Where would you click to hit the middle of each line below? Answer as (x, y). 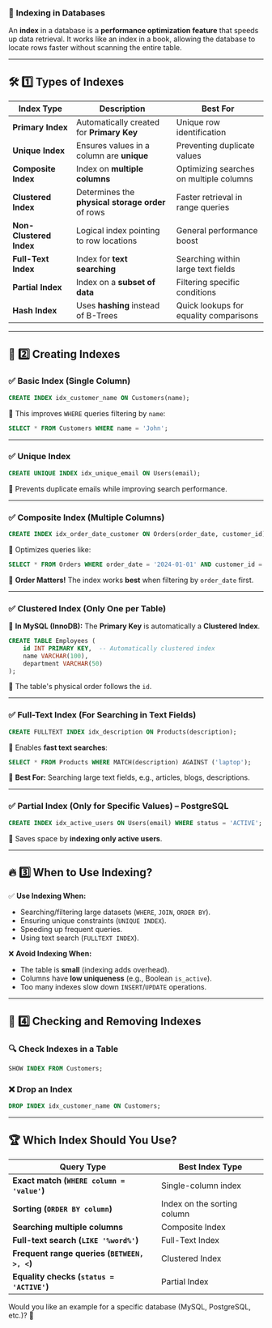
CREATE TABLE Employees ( (52, 641)
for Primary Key (107, 133)
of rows (91, 212)
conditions (196, 292)
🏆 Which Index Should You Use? (93, 1140)
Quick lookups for (210, 305)
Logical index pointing (118, 231)
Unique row (198, 122)
